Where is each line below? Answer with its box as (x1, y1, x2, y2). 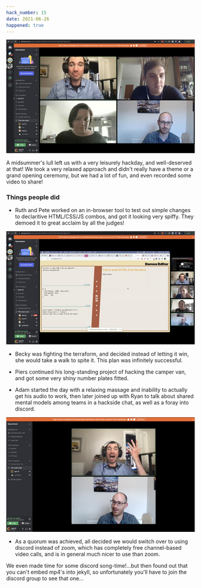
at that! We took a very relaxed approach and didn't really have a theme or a (6, 165, 193, 173)
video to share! (6, 178, 43, 185)
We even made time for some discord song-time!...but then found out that (6, 562, 188, 569)
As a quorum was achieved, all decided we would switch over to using (14, 538, 188, 545)
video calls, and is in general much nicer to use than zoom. (14, 550, 160, 558)
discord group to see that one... (6, 574, 84, 582)
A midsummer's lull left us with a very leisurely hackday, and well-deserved (6, 159, 192, 166)
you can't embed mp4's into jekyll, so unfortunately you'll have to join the (6, 568, 187, 575)
